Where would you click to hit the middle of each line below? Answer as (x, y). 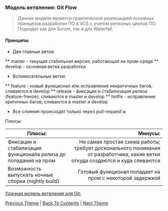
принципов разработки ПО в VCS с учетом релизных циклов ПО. (87, 23)
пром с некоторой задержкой (124, 178)
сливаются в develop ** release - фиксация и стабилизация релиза (76, 91)
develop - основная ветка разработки (45, 66)
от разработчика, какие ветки (124, 154)
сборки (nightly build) (33, 181)
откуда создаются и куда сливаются (116, 160)
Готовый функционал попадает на (119, 172)
